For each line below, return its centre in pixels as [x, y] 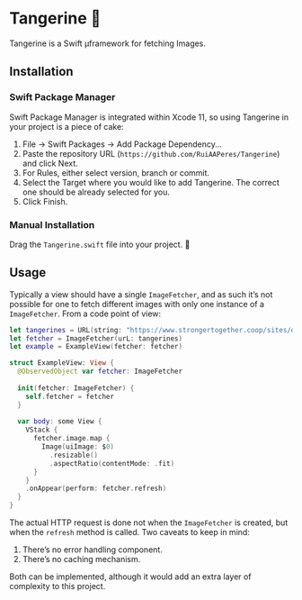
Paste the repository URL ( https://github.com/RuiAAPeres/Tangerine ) [151, 153]
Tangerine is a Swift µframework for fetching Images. [108, 43]
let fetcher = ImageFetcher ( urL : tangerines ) [96, 338]
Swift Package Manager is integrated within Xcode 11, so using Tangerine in [149, 117]
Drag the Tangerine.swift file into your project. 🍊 [100, 244]
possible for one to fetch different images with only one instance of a [137, 304]
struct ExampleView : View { [62, 363]
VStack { [42, 430]
